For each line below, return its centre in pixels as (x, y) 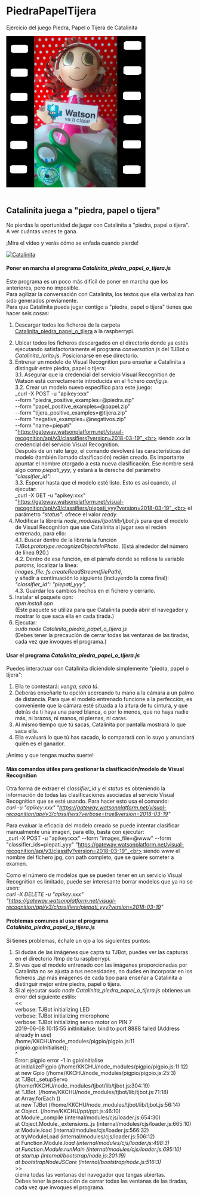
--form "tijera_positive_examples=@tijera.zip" (71, 412)
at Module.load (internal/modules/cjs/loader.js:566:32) (82, 1130)
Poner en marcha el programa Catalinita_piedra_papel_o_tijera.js (89, 268)
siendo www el (161, 851)
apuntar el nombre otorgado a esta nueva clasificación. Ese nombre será (104, 463)
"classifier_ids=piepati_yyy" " (42, 845)
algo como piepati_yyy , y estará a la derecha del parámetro (88, 470)
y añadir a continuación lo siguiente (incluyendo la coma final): (92, 578)
